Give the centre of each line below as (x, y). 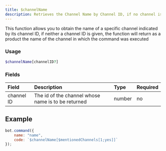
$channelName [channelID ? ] (32, 62)
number (123, 98)
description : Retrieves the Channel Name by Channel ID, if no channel (80, 14)
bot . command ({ (20, 131)
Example (19, 119)
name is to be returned (60, 102)
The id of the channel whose (67, 95)
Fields (13, 75)
